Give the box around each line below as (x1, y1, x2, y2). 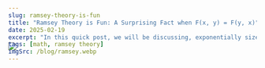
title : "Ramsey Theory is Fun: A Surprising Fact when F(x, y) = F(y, (8, 19, 245, 27)
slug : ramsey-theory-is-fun (8, 11, 101, 20)
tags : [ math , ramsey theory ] (8, 41, 104, 48)
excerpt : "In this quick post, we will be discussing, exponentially (8, 33, 242, 41)
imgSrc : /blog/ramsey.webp (8, 48, 97, 55)
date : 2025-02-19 (8, 26, 65, 34)
